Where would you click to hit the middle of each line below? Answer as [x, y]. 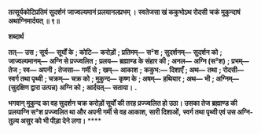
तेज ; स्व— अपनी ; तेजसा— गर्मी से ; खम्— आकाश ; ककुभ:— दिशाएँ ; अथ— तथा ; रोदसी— [126, 70]
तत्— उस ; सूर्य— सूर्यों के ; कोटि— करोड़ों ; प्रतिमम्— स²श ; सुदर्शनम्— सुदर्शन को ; [115, 52]
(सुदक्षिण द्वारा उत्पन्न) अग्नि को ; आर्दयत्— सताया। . [73, 87]
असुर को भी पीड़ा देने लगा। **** [61, 121]
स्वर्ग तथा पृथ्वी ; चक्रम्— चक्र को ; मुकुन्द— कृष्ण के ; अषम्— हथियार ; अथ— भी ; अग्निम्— [124, 79]
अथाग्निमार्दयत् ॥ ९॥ [34, 21]
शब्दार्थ [16, 36]
